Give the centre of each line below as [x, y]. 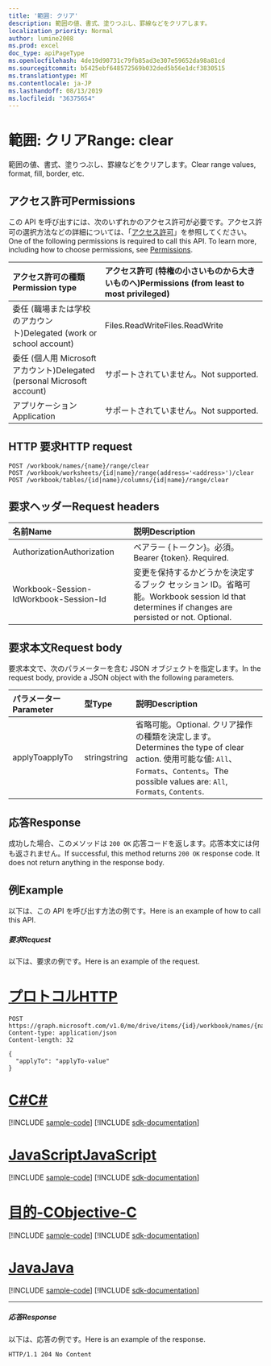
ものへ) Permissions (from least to [178, 283]
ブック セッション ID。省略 [192, 584]
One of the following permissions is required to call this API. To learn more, [133, 241]
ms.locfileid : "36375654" [52, 98]
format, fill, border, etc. [46, 173]
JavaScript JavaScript [83, 1155]
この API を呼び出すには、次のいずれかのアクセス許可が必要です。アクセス [132, 222]
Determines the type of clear [190, 748]
